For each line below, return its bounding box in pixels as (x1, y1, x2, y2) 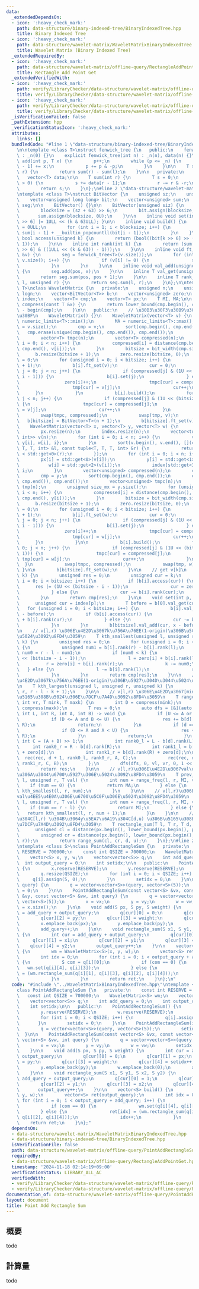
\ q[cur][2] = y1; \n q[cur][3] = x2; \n (17, 1081, 152, 1087)
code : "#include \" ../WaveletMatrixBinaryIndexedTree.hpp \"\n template (11, 982, 190, 988)
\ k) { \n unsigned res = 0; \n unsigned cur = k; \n (17, 573, 182, 579)
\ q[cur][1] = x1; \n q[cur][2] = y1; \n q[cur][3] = (17, 937, 195, 943)
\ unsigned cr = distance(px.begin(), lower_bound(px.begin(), (17, 832, 195, 838)
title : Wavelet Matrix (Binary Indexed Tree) (17, 48, 131, 54)
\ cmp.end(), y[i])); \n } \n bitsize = (17, 495, 150, 501)
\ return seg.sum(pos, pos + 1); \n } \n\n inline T (17, 274, 179, 280)
